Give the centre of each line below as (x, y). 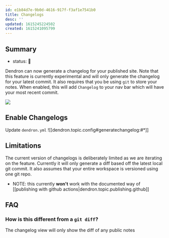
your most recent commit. (32, 92)
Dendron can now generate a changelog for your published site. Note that (82, 71)
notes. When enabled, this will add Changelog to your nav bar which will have (84, 87)
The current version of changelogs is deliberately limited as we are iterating (84, 158)
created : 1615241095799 (30, 29)
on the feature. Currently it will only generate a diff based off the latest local (84, 163)
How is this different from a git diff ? (52, 219)
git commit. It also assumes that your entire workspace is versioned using (82, 168)
